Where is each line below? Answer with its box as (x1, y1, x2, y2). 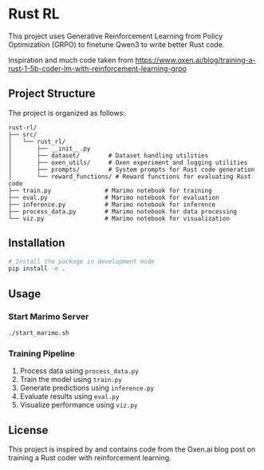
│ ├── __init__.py (8, 145, 91, 153)
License (8, 423, 49, 436)
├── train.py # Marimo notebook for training (8, 186, 213, 194)
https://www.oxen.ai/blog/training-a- (135, 55, 257, 65)
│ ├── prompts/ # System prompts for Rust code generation (8, 165, 255, 173)
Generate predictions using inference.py (19, 383, 154, 392)
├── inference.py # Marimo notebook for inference (8, 201, 216, 209)
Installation (8, 237, 65, 250)
